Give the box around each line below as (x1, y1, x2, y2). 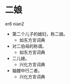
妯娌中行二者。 (12, 67, 42, 73)
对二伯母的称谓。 (12, 43, 47, 49)
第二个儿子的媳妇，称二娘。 (12, 31, 68, 37)
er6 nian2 (5, 21, 24, 27)
